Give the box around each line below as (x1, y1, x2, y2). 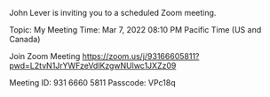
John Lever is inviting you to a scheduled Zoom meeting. (9, 8, 217, 18)
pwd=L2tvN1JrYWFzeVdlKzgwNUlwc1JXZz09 (9, 61, 177, 71)
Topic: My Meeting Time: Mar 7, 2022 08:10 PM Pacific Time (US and (9, 25, 262, 34)
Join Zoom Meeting (9, 51, 81, 61)
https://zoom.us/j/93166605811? (82, 51, 200, 61)
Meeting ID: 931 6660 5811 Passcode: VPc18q (9, 78, 176, 87)
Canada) (9, 34, 41, 44)
